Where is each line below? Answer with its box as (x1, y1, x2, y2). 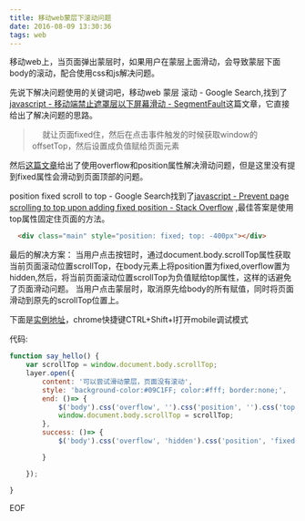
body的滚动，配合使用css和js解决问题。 (9, 67, 160, 78)
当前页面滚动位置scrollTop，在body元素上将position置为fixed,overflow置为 (9, 260, 290, 271)
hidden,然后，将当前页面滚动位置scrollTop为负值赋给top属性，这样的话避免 (9, 272, 292, 283)
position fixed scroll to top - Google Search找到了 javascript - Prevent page (9, 190, 290, 201)
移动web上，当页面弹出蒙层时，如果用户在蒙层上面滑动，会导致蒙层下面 (9, 56, 280, 67)
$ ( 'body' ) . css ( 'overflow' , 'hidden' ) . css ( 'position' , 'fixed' (57, 436, 300, 445)
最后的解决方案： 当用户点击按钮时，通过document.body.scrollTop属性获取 (9, 250, 291, 260)
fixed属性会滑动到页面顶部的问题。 (16, 171, 148, 182)
